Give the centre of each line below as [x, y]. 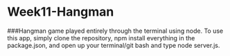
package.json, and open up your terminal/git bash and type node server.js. [114, 45]
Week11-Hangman [61, 12]
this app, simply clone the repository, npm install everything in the [101, 38]
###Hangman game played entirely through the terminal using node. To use [115, 31]
